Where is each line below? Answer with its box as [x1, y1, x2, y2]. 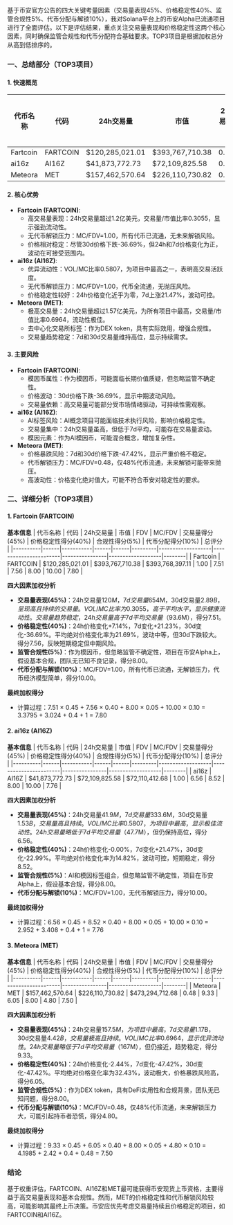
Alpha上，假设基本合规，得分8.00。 [17, 879, 120, 888]
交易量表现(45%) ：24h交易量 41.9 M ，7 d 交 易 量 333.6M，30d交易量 [17, 810, 208, 819]
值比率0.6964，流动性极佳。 [27, 316, 109, 324]
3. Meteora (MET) [7, 941, 59, 950]
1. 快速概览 [7, 78, 38, 87]
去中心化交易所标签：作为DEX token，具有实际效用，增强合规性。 [27, 324, 216, 332]
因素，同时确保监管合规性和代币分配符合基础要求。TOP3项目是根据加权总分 [7, 32, 223, 40]
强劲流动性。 [33, 223, 71, 231]
